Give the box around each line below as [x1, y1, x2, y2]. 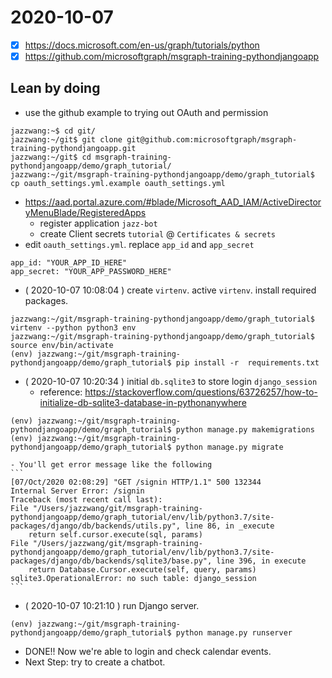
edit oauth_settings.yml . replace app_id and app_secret [24, 238, 255, 250]
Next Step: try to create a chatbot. [24, 656, 166, 668]
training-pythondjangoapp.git [10, 143, 137, 153]
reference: [39, 386, 83, 398]
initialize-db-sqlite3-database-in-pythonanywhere [39, 396, 247, 408]
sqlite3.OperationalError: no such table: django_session [10, 573, 257, 583]
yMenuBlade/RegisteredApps [24, 206, 147, 218]
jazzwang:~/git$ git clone [10, 134, 123, 145]
